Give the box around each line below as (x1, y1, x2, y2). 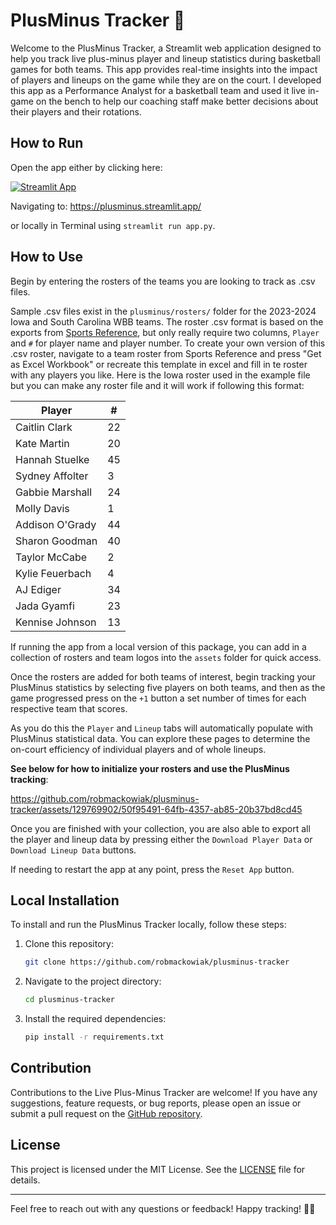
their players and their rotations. (10, 105, 142, 118)
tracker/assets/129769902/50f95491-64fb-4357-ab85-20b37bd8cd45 (10, 803, 303, 815)
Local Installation (10, 892, 120, 909)
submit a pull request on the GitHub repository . (10, 1107, 203, 1119)
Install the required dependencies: (24, 1013, 167, 1025)
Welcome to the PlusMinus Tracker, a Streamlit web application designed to (10, 42, 322, 54)
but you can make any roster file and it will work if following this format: (10, 379, 305, 391)
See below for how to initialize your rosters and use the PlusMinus (10, 762, 290, 774)
